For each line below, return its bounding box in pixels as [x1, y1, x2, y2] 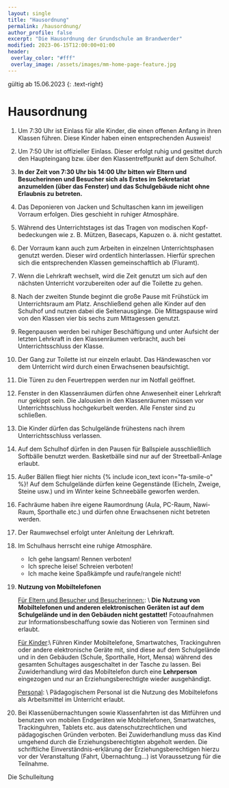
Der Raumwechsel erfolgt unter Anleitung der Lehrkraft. [17, 528, 175, 537]
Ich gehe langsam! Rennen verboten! [27, 554, 132, 563]
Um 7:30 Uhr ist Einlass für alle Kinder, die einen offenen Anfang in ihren [17, 126, 221, 134]
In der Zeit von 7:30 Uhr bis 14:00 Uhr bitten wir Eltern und [17, 167, 187, 175]
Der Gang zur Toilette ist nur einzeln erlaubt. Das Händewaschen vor [17, 355, 211, 363]
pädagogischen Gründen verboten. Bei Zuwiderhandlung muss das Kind [17, 730, 221, 739]
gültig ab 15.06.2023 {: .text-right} [8, 79, 104, 88]
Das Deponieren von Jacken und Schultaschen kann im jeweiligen [17, 203, 204, 211]
